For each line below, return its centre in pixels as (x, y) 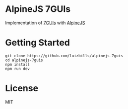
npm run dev (17, 69)
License (22, 89)
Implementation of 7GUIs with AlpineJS (45, 23)
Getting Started (38, 43)
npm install (17, 64)
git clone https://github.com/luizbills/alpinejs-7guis (64, 56)
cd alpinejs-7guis (24, 60)
